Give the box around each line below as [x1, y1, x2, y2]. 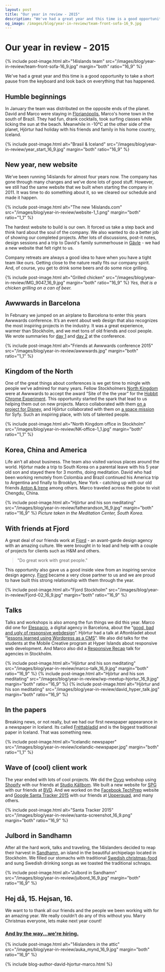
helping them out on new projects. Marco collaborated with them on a [5, 401, 146, 407]
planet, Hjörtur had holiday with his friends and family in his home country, [5, 126, 156, 132]
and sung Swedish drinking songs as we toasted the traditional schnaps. [5, 860, 152, 866]
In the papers [5, 706, 47, 714]
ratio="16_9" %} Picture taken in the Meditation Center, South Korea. [5, 510, 144, 516]
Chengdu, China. [5, 490, 39, 496]
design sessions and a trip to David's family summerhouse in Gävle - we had [5, 239, 160, 246]
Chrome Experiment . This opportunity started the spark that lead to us [5, 396, 147, 402]
